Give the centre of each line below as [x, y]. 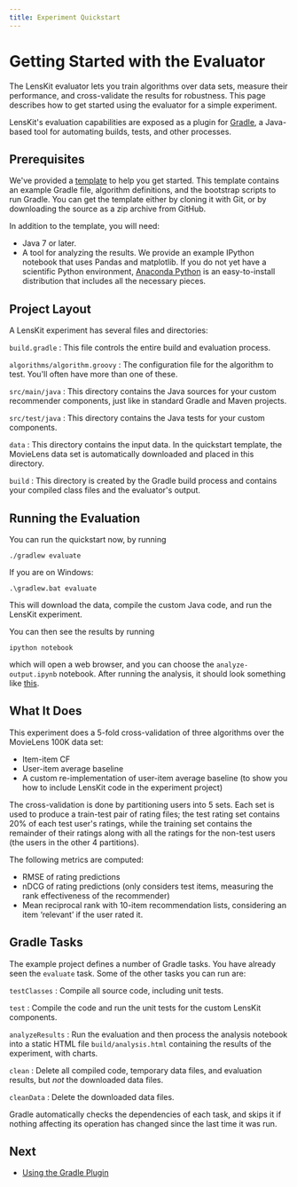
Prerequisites [47, 159]
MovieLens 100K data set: [56, 741]
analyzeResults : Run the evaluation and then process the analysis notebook [148, 1034]
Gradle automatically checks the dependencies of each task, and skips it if [145, 1114]
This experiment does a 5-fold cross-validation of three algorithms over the [147, 732]
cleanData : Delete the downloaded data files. [92, 1096]
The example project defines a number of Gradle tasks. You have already [143, 963]
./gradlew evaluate [45, 556]
